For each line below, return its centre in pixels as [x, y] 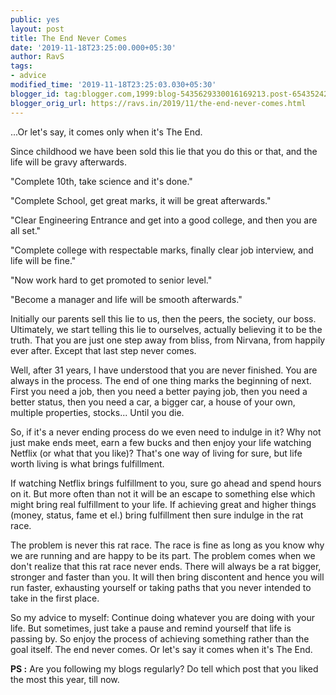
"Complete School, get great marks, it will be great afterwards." [141, 200]
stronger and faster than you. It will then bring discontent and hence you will [167, 577]
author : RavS [37, 57]
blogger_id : [35, 94]
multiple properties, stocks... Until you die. [97, 412]
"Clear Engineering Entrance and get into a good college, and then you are [164, 220]
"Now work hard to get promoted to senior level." [111, 280]
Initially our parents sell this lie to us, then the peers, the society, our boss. [163, 318]
